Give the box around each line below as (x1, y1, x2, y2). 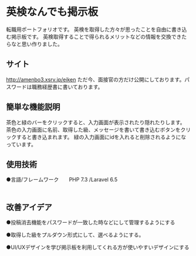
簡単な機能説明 (6, 102, 60, 112)
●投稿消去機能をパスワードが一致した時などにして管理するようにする (6, 219, 175, 226)
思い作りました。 (21, 40, 63, 47)
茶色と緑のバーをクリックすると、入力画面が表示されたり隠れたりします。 (6, 118, 186, 126)
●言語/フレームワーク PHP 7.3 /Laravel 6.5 (6, 176, 118, 183)
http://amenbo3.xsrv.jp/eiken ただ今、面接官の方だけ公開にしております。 (6, 76, 185, 83)
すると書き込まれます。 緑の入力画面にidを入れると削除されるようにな (16, 133, 187, 141)
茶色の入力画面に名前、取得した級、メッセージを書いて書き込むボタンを (6, 126, 181, 133)
